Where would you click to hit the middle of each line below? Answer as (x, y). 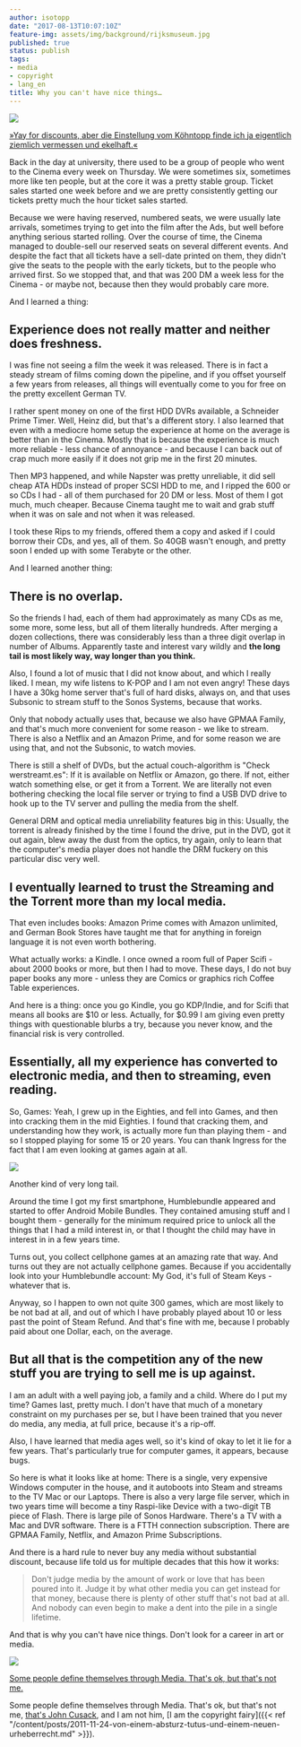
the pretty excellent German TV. (68, 394)
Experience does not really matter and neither (140, 330)
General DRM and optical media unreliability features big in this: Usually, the (149, 821)
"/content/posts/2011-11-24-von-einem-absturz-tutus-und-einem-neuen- (145, 1724)
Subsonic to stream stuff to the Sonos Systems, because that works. (136, 702)
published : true (39, 43)
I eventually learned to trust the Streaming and (142, 887)
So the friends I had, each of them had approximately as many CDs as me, (146, 618)
